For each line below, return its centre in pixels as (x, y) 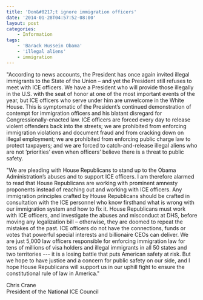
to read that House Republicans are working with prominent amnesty (92, 183)
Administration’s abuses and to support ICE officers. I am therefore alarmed (100, 176)
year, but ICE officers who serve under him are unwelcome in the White (95, 100)
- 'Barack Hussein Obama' (50, 46)
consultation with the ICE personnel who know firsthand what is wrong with (101, 202)
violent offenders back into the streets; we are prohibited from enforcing (96, 126)
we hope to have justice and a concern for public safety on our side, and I (98, 260)
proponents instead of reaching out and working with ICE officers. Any (94, 189)
